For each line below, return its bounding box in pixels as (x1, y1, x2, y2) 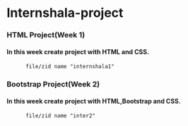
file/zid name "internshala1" (25, 63, 114, 70)
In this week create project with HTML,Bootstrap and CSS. (6, 96, 181, 105)
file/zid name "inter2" (25, 113, 96, 120)
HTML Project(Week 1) (6, 30, 86, 40)
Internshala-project (6, 5, 124, 21)
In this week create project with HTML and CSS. (6, 47, 150, 56)
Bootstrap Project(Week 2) (6, 80, 100, 89)
